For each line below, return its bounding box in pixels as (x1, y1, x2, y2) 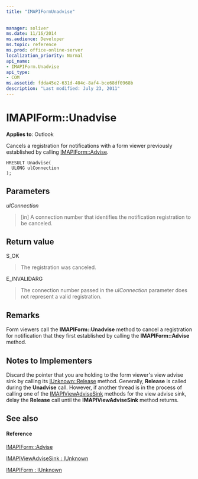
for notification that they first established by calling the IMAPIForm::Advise (6, 332, 190, 339)
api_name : (6, 58, 31, 64)
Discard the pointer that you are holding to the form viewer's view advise (6, 371, 183, 378)
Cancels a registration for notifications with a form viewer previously (6, 142, 173, 149)
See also (6, 413, 38, 423)
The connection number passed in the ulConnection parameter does (20, 287, 188, 294)
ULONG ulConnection (11, 165, 60, 171)
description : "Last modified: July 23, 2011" (6, 86, 120, 92)
